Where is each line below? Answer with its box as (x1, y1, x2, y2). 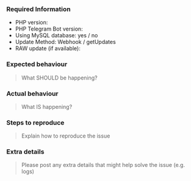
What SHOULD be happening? (21, 74, 98, 81)
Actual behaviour (6, 89, 59, 98)
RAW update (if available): (15, 45, 81, 52)
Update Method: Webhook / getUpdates (15, 39, 116, 46)
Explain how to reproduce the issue (21, 132, 110, 139)
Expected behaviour (6, 60, 68, 68)
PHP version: (15, 19, 48, 26)
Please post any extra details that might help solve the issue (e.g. (21, 161, 185, 169)
